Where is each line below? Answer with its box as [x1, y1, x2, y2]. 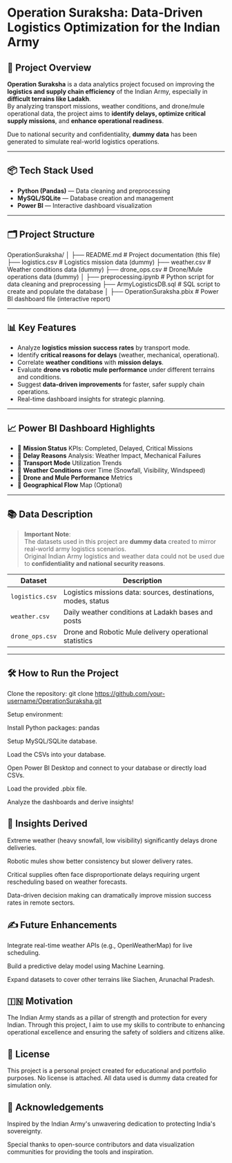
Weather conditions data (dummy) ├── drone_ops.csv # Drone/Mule [7, 265, 203, 274]
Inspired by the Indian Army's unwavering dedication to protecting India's [7, 1119, 216, 1128]
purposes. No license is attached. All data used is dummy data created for [7, 1074, 218, 1082]
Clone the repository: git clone [7, 689, 94, 697]
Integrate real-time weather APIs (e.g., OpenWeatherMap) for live [7, 941, 193, 949]
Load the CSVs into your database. [7, 750, 106, 758]
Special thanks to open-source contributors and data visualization [7, 1140, 195, 1148]
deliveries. [7, 843, 37, 851]
